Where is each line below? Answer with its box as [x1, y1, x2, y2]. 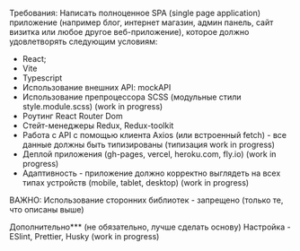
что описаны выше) [9, 204, 84, 214]
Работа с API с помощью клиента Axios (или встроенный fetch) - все [22, 130, 287, 140]
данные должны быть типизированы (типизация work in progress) [22, 139, 276, 150]
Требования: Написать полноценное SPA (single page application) [9, 8, 261, 18]
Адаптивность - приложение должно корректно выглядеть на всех [22, 168, 281, 178]
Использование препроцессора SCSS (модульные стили [22, 91, 242, 102]
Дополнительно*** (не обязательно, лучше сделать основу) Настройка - [9, 221, 291, 232]
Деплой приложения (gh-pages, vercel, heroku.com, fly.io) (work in [22, 149, 277, 160]
